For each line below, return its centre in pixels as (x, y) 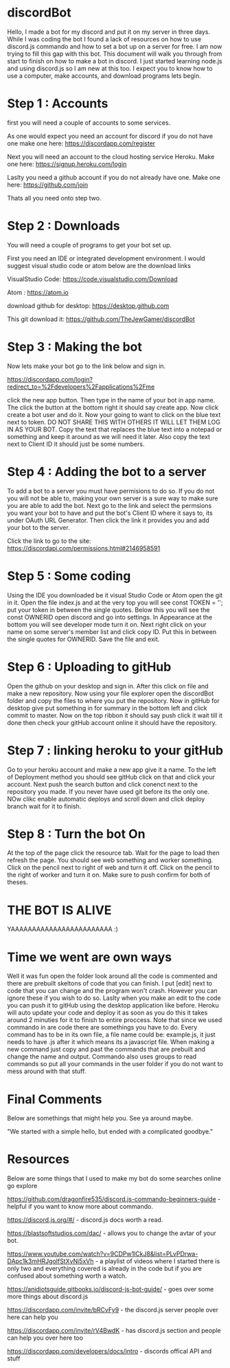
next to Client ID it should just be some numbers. (76, 444)
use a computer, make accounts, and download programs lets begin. (104, 75)
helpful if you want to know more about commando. (80, 1207)
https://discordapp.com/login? (50, 379)
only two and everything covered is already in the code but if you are (105, 1269)
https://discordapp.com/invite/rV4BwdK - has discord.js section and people (114, 1331)
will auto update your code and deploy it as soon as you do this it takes (107, 1013)
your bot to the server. (38, 527)
